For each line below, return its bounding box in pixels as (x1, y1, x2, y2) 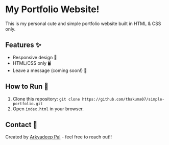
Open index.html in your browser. (12, 106, 84, 112)
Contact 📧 (5, 120, 38, 129)
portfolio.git (12, 101, 43, 106)
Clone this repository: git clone (12, 95, 80, 102)
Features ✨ (5, 41, 41, 50)
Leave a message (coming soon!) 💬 (12, 67, 87, 74)
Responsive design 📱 (12, 54, 57, 60)
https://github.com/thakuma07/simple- (82, 96, 165, 102)
